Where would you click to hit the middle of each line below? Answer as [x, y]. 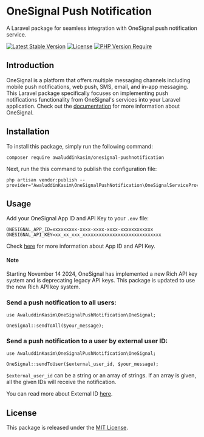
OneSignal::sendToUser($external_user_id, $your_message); [83, 364]
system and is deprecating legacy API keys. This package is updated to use [101, 280]
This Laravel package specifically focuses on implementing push [87, 93]
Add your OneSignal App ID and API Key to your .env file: [77, 218]
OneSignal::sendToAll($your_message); [55, 326]
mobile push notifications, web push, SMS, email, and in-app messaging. [97, 86]
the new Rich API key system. [43, 287]
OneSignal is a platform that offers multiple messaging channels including [98, 80]
